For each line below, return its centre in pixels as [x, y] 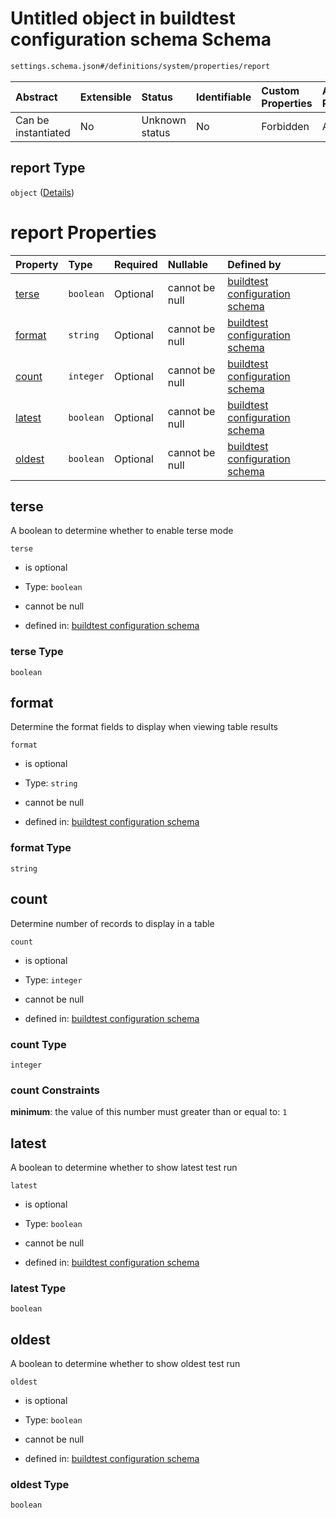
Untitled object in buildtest [123, 18]
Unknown [164, 120]
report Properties [83, 232]
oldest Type [40, 1485]
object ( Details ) [42, 192]
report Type [48, 168]
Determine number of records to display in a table [112, 923]
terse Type [37, 652]
